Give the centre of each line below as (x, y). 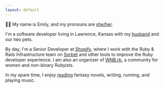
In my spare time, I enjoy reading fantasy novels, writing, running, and (77, 75)
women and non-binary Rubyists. (39, 65)
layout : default (22, 10)
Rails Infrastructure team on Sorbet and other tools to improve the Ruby (79, 54)
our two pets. (19, 39)
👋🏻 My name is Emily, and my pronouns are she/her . (59, 24)
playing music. (20, 80)
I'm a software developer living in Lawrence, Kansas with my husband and (82, 34)
